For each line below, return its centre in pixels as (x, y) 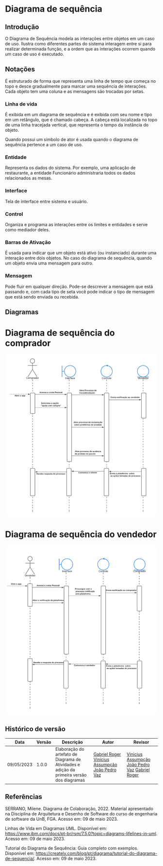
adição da (65, 770)
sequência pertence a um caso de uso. (44, 145)
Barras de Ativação (28, 242)
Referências (24, 797)
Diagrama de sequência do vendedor (81, 535)
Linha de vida (21, 104)
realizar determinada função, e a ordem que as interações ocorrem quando (80, 49)
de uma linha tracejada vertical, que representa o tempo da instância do (77, 125)
